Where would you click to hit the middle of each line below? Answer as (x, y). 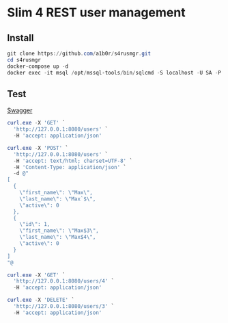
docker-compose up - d (38, 66)
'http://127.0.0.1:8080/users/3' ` (64, 307)
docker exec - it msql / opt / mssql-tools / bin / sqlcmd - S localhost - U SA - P (114, 73)
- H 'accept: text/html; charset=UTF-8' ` (73, 161)
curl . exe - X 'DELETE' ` (41, 300)
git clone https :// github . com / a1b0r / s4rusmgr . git (79, 53)
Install (20, 38)
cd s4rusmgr (24, 60)
